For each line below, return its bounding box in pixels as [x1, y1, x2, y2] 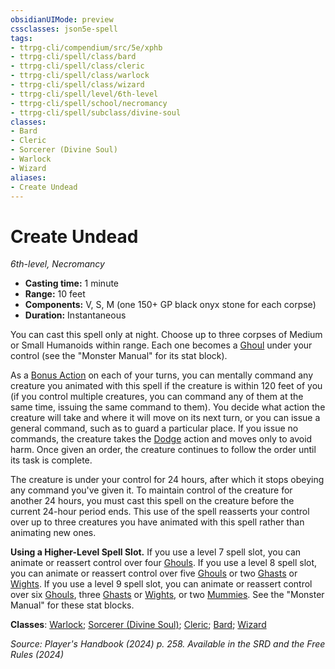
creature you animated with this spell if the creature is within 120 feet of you [10, 380, 323, 392]
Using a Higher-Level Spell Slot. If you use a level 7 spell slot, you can [10, 546, 302, 558]
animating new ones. [10, 527, 97, 539]
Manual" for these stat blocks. [10, 599, 135, 611]
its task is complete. [10, 454, 93, 466]
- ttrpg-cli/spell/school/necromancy [10, 98, 168, 108]
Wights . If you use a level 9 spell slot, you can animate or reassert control [10, 578, 313, 590]
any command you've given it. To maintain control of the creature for [10, 484, 293, 496]
